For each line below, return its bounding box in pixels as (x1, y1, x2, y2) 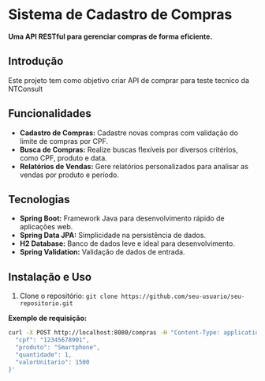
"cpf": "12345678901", (15, 336, 90, 345)
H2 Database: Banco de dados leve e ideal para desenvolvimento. (19, 239, 235, 248)
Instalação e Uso (8, 270, 92, 284)
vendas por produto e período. (19, 170, 120, 179)
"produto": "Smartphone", (15, 343, 101, 351)
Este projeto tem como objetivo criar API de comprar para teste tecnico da (8, 75, 250, 85)
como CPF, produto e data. (19, 153, 108, 163)
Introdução (8, 55, 64, 68)
